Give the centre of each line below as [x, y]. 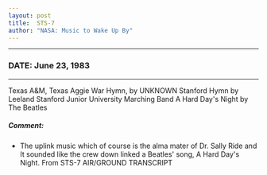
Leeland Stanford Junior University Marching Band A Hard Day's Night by [128, 99]
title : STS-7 [32, 23]
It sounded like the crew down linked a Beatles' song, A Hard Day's [130, 154]
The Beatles [28, 107]
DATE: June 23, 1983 [49, 66]
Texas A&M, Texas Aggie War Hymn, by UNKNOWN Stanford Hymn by [124, 90]
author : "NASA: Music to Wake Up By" [71, 30]
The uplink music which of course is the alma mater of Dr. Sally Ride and [138, 146]
